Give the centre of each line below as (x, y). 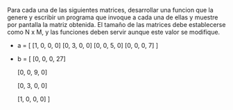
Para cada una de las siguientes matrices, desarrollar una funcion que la (110, 10)
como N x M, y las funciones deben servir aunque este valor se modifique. (114, 32)
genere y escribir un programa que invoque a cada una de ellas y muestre (113, 17)
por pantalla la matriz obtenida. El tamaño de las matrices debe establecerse (116, 25)
